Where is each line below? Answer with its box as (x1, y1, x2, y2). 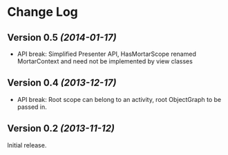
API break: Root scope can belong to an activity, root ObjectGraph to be (17, 95, 222, 103)
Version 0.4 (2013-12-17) (7, 77, 117, 89)
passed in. (17, 103, 47, 111)
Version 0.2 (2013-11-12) (7, 123, 115, 134)
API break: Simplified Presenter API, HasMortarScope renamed (17, 50, 197, 58)
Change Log (7, 4, 78, 20)
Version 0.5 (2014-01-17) (7, 32, 117, 43)
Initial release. (7, 141, 47, 149)
